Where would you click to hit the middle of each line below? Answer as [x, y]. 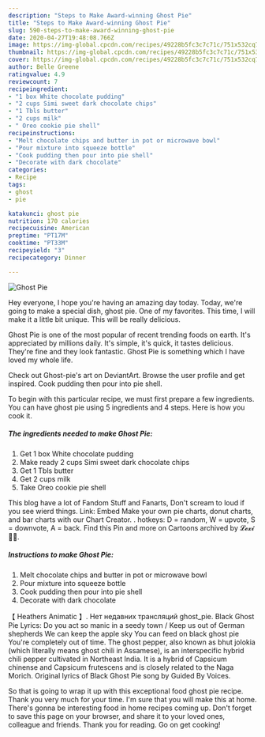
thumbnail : [26, 52]
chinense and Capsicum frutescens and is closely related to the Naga [121, 667]
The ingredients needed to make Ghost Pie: [80, 434]
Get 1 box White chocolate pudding [77, 454]
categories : [28, 170]
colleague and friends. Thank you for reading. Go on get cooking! [114, 724]
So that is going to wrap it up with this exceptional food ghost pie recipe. [126, 691]
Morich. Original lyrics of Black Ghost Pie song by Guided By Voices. [119, 675]
